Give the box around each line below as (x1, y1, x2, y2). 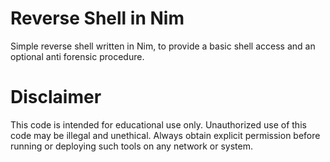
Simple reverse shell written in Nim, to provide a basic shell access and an (10, 40, 316, 52)
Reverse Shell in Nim (10, 7, 185, 30)
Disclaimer (10, 86, 102, 109)
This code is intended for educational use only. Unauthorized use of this (10, 118, 307, 131)
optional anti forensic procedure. (10, 50, 145, 62)
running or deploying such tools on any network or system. (10, 140, 254, 152)
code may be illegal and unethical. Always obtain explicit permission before (10, 129, 321, 141)
